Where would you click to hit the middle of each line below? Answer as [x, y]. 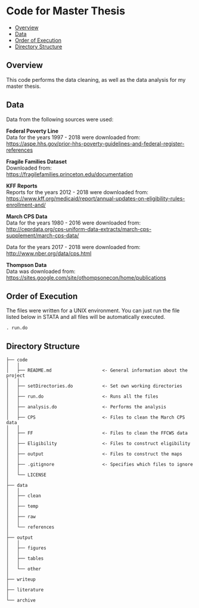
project [16, 376]
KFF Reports [22, 186]
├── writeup [21, 580]
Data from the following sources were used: [60, 119]
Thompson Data [27, 265]
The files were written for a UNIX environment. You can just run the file [93, 311]
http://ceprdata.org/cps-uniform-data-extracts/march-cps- [79, 229]
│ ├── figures [26, 548]
